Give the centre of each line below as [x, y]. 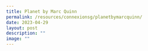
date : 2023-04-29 [27, 22]
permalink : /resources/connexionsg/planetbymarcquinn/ [74, 17]
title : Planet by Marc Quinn [42, 11]
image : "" [18, 39]
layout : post [22, 28]
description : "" [26, 33]
